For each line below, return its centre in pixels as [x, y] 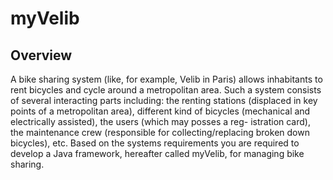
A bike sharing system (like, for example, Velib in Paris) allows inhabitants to [166, 79]
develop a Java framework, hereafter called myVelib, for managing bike [157, 153]
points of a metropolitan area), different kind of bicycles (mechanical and [160, 111]
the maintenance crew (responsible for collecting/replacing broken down [160, 132]
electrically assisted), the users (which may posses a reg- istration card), [160, 121]
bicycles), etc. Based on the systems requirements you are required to [155, 143]
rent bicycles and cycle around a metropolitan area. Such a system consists [166, 90]
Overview [41, 55]
